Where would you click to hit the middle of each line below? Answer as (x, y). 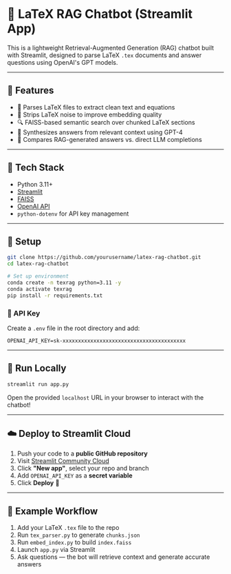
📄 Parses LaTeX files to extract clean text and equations (96, 107)
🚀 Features (31, 91)
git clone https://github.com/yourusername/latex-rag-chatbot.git (104, 258)
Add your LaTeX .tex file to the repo (68, 528)
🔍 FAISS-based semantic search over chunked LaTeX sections (106, 122)
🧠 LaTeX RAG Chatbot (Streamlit (100, 14)
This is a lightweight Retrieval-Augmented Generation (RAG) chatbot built (111, 48)
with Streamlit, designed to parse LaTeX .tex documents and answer (104, 55)
